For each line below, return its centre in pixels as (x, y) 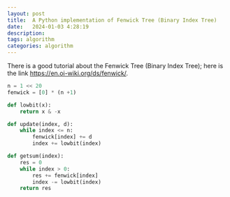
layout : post (26, 14)
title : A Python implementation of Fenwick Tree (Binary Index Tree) (112, 20)
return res (36, 189)
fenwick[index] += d (62, 137)
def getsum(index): (36, 156)
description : (26, 33)
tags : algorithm (31, 40)
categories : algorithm (40, 46)
